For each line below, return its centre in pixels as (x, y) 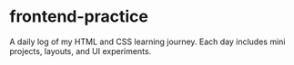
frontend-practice (79, 17)
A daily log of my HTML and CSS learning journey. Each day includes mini (147, 42)
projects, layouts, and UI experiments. (81, 51)
